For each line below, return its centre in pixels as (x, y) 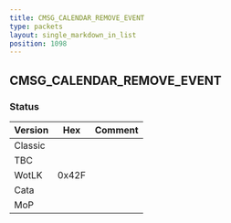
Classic (30, 145)
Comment (116, 130)
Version (31, 130)
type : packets (37, 27)
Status (24, 106)
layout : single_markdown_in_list (73, 35)
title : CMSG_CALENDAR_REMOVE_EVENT (77, 18)
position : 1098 (38, 43)
